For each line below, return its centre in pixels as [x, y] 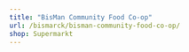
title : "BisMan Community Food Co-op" [81, 17]
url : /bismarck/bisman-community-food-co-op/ [94, 26]
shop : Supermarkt [41, 33]
